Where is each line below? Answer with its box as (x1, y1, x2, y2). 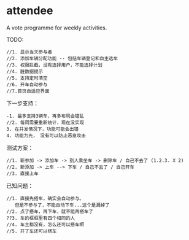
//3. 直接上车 (6, 170, 39, 177)
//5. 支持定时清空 (6, 75, 48, 81)
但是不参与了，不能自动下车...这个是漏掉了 (14, 202, 110, 208)
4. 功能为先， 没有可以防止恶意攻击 (6, 133, 86, 139)
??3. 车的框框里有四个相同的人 (6, 215, 75, 221)
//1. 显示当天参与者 (6, 48, 53, 55)
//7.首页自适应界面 (6, 88, 50, 94)
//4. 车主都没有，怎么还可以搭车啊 (6, 222, 85, 228)
